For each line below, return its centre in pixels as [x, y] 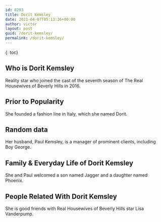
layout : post [19, 29]
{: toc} [12, 52]
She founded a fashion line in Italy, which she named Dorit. [66, 114]
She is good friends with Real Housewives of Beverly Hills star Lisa [75, 208]
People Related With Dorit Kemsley [61, 197]
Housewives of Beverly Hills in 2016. [43, 86]
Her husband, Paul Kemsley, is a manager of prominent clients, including [80, 142]
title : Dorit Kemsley [28, 15]
